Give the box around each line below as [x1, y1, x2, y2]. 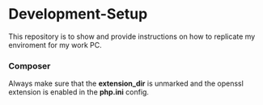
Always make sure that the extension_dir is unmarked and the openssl [8, 78, 244, 89]
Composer [8, 60, 51, 71]
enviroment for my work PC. [8, 40, 103, 49]
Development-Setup [8, 5, 148, 23]
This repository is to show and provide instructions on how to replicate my [8, 31, 256, 41]
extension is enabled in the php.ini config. [8, 87, 150, 97]
